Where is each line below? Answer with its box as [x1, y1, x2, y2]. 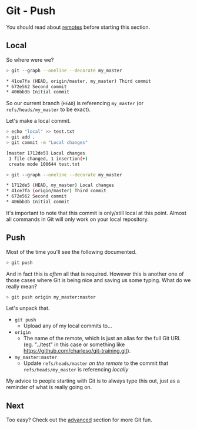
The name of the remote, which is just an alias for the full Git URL [23, 335, 181, 342]
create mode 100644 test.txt [8, 161, 81, 167]
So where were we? [6, 56, 54, 63]
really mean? [6, 283, 37, 290]
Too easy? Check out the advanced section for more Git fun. [6, 416, 153, 424]
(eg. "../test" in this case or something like [23, 341, 125, 348]
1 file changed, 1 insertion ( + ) [8, 156, 88, 162]
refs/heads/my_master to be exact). [6, 106, 91, 113]
